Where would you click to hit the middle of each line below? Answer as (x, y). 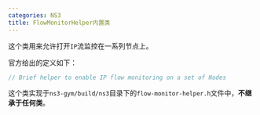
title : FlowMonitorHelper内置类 (59, 23)
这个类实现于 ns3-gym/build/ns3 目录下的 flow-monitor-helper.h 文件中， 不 (127, 93)
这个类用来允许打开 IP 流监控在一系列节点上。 (81, 46)
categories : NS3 (35, 15)
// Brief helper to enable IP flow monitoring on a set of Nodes (117, 77)
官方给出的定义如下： (42, 63)
